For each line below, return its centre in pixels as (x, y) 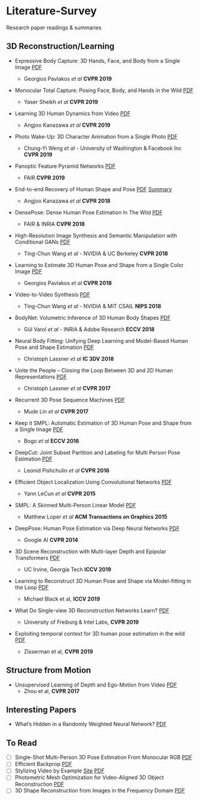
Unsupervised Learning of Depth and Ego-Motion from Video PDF (96, 685)
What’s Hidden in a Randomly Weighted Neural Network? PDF (91, 724)
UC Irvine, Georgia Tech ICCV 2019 (67, 569)
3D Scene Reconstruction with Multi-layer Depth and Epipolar (90, 551)
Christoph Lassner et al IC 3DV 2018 (69, 358)
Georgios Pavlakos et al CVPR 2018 (68, 283)
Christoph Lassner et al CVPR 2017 (67, 388)
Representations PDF (41, 376)
